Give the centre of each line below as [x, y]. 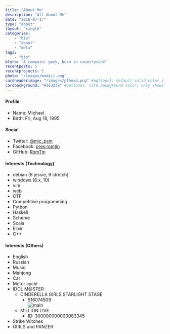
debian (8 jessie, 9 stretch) [40, 175]
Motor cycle [25, 284]
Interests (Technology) [30, 163]
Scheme [21, 218]
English [20, 257]
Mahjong [22, 273]
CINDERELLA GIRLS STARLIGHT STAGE [61, 294]
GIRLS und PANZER [33, 327]
